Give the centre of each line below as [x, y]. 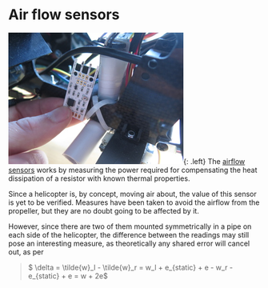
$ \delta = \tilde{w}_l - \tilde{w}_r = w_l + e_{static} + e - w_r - [130, 267]
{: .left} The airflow [214, 161]
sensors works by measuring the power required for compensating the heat [133, 170]
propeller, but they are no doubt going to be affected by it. [104, 210]
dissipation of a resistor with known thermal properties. [99, 178]
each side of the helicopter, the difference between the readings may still [129, 234]
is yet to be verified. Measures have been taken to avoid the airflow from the [134, 202]
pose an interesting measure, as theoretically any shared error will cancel [129, 243]
